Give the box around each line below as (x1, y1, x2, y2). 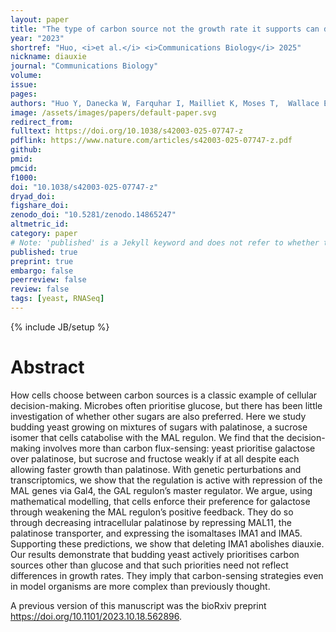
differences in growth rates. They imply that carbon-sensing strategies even (10, 569, 324, 581)
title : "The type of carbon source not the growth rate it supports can (10, 24, 320, 34)
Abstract (10, 356, 85, 379)
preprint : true (10, 256, 74, 266)
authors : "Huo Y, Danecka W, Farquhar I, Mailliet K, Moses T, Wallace (10, 98, 320, 108)
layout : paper (10, 14, 70, 25)
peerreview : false (10, 275, 87, 285)
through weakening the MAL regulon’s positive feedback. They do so (10, 506, 294, 518)
